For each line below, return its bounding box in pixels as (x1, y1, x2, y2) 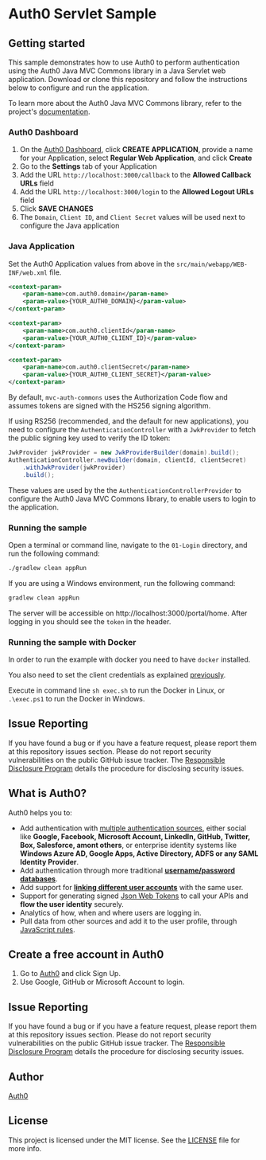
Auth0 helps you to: (8, 807, 73, 817)
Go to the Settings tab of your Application (19, 162, 157, 171)
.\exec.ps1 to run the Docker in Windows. (8, 693, 145, 703)
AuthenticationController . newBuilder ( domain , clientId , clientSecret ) (8, 455, 247, 464)
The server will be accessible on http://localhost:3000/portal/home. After (8, 608, 248, 618)
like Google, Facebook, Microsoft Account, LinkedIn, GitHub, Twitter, (19, 831, 251, 841)
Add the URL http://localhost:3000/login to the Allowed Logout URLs (19, 187, 254, 197)
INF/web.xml (8, 268, 48, 277)
